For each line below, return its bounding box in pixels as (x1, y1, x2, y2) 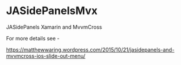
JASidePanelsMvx (6, 4, 98, 18)
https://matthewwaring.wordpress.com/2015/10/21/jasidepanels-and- (6, 46, 175, 53)
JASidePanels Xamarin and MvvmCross (6, 23, 102, 30)
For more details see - (6, 35, 60, 42)
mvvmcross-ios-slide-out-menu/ (6, 52, 85, 59)
